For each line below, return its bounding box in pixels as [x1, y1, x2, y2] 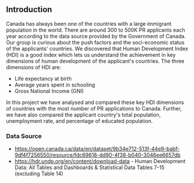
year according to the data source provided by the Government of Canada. [6, 32, 186, 40]
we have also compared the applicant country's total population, [6, 111, 161, 118]
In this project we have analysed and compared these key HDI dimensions [6, 99, 184, 106]
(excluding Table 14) [14, 170, 64, 177]
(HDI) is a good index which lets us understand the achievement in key [6, 51, 176, 58]
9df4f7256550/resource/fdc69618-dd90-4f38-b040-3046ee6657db [14, 151, 181, 158]
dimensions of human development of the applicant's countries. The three [6, 57, 185, 64]
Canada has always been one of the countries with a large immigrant [6, 20, 172, 27]
